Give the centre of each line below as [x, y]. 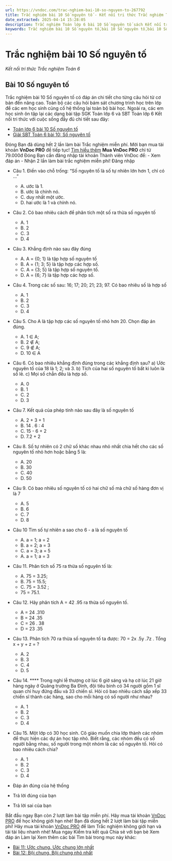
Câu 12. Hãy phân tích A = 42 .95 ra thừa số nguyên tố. [71, 602]
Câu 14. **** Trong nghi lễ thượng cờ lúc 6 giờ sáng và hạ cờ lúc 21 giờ [87, 680]
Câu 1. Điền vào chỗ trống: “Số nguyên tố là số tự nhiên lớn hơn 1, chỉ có [89, 170]
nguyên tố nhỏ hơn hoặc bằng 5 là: [49, 452]
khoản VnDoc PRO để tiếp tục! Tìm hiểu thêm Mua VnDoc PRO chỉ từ [78, 150]
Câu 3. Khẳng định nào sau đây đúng [52, 248]
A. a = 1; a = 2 [35, 540]
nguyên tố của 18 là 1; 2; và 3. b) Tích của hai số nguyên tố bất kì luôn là [89, 368]
